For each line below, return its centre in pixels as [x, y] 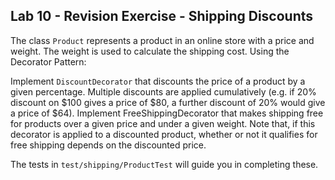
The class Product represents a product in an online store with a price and [162, 40]
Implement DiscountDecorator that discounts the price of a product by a [158, 81]
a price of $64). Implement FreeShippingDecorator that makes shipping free [167, 113]
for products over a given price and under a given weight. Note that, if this [163, 123]
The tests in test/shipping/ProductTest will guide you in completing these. [164, 164]
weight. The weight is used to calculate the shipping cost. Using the [150, 51]
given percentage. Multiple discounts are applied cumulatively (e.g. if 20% [163, 91]
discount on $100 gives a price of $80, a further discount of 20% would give [168, 102]
